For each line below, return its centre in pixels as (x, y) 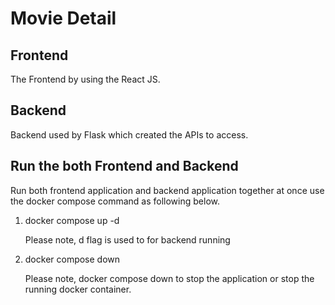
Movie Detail (63, 18)
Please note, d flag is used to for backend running (127, 239)
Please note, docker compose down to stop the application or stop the (169, 278)
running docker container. (78, 289)
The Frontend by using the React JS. (85, 79)
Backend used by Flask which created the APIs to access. (129, 134)
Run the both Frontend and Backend (124, 166)
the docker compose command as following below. (115, 201)
